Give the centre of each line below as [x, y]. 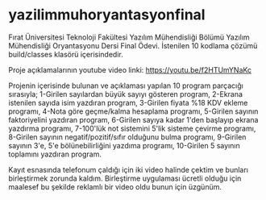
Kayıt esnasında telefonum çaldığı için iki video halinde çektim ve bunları [128, 169]
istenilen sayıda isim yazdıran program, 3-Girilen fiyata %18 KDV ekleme [128, 102]
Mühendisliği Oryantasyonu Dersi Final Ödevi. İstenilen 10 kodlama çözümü [133, 45]
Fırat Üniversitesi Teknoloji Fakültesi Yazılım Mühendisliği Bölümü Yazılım [129, 37]
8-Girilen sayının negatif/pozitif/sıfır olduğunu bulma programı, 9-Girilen [127, 137]
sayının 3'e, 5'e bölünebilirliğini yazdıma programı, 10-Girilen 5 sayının [124, 145]
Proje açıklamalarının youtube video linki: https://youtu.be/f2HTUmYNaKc [130, 69]
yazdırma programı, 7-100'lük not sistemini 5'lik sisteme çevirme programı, [132, 128]
